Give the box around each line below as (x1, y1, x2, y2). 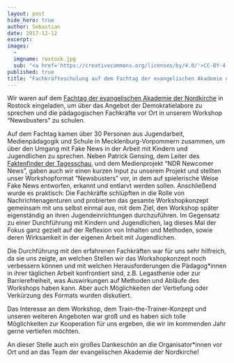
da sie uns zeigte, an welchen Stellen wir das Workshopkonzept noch (7, 254, 207, 263)
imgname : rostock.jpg (13, 56, 77, 63)
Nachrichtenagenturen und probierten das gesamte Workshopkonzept (7, 196, 209, 205)
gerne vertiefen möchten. (7, 327, 80, 335)
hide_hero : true (7, 17, 54, 24)
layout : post (7, 10, 45, 17)
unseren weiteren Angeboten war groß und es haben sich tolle (7, 312, 187, 320)
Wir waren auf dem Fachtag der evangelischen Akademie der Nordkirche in (7, 94, 224, 102)
